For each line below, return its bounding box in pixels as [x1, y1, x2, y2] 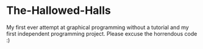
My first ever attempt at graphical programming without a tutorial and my [6, 24, 189, 31]
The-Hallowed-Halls [6, 4, 111, 18]
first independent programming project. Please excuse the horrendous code [6, 30, 198, 37]
